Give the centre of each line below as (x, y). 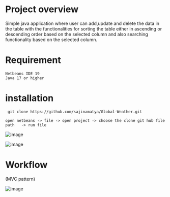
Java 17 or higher (25, 78)
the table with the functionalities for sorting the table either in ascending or (84, 28)
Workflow (26, 165)
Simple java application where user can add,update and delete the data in (82, 23)
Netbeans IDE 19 (22, 74)
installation (30, 98)
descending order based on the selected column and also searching (77, 34)
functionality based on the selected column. (51, 40)
